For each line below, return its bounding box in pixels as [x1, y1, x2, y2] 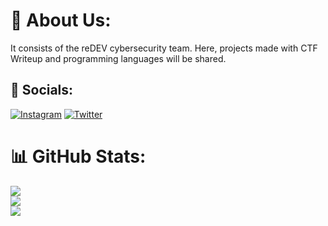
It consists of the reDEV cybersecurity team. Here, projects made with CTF [10, 42, 318, 54]
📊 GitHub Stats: [10, 145, 147, 168]
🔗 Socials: [10, 82, 74, 99]
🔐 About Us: [10, 9, 112, 32]
